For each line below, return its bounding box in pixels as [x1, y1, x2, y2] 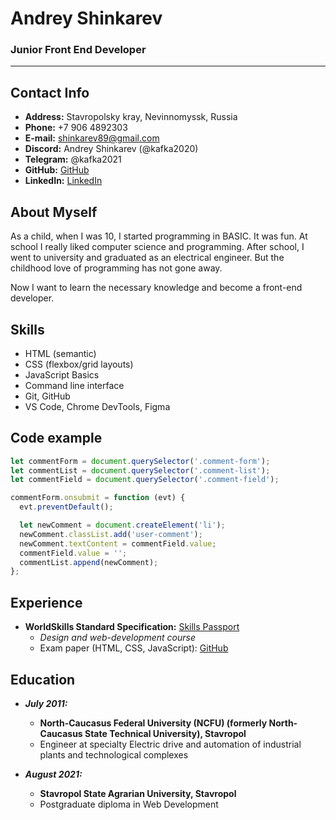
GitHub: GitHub [24, 164, 90, 176]
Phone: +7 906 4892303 [24, 122, 128, 134]
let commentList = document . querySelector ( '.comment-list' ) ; [10, 465, 271, 476]
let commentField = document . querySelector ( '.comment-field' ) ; [10, 475, 280, 485]
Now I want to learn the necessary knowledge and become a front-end [10, 282, 303, 294]
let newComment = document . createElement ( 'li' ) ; [19, 520, 226, 531]
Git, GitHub [24, 390, 71, 402]
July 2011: [24, 697, 68, 709]
